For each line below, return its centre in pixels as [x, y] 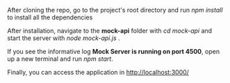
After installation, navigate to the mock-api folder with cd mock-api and [110, 31]
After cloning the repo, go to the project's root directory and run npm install [115, 10]
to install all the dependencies [50, 17]
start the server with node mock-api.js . [64, 38]
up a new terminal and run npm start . [60, 59]
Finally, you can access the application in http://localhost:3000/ [98, 72]
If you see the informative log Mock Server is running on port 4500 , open [114, 52]
